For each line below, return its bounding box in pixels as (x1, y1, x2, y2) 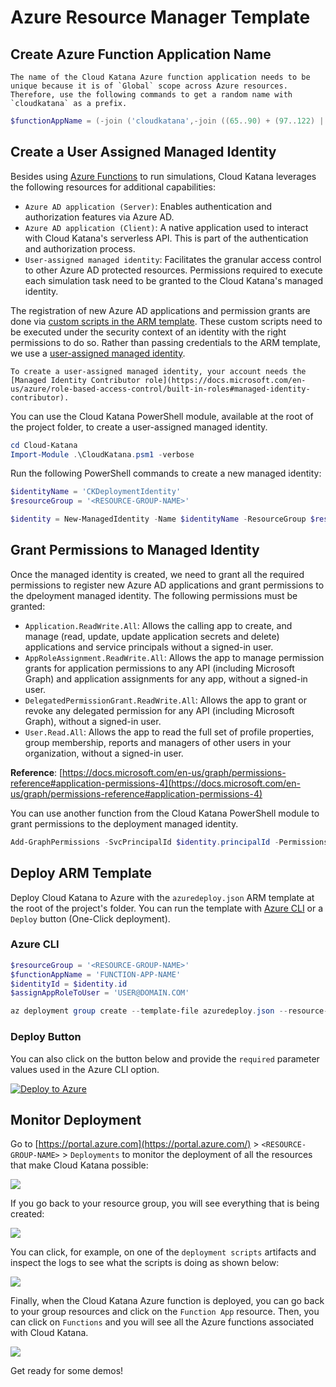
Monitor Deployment (10, 1111, 142, 1128)
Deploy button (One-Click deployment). (10, 912, 171, 925)
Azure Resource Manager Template (10, 6, 311, 29)
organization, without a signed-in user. (24, 747, 184, 759)
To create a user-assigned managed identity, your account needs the (10, 366, 307, 376)
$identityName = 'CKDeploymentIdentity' (10, 487, 182, 497)
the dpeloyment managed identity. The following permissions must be (10, 589, 298, 601)
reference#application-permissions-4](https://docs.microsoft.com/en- (10, 777, 301, 789)
